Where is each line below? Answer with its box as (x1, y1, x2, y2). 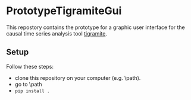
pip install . (14, 88, 50, 94)
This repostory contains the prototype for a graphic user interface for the (6, 24, 186, 31)
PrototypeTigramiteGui (6, 4, 122, 18)
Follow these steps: (6, 63, 54, 70)
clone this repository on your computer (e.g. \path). (14, 74, 141, 81)
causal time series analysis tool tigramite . (6, 30, 108, 37)
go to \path (14, 80, 42, 88)
